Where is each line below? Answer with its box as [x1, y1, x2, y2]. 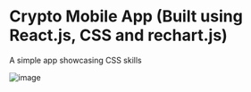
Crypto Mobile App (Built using [9, 6, 243, 27]
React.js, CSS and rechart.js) [9, 25, 228, 46]
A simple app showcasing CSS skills [9, 54, 142, 65]
